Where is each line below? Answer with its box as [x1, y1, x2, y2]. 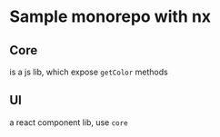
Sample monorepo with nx [9, 6, 212, 27]
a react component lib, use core [9, 116, 129, 128]
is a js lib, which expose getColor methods [9, 66, 168, 77]
